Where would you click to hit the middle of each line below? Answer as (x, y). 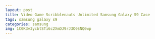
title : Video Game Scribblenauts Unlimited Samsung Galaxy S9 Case (78, 15)
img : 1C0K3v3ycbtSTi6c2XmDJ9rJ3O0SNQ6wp (48, 29)
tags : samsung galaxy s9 (31, 19)
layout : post (19, 10)
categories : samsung (27, 24)
